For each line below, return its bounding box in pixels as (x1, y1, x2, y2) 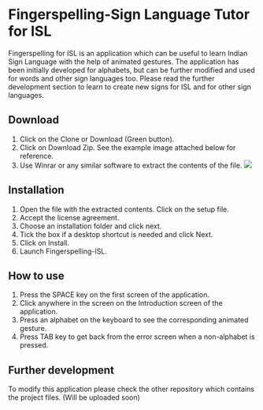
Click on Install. (19, 238, 69, 247)
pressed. (19, 340, 49, 350)
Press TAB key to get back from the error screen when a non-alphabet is (19, 332, 255, 341)
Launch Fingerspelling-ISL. (19, 246, 108, 256)
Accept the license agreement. (19, 213, 120, 222)
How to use (8, 269, 65, 282)
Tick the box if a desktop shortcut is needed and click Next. (19, 229, 213, 239)
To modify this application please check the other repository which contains (8, 385, 254, 394)
